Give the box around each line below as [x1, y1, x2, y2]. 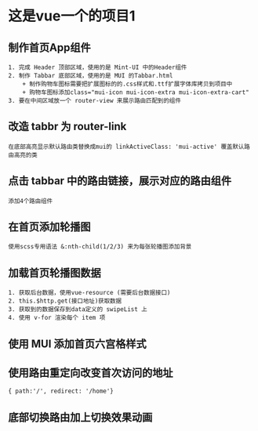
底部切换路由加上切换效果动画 [8, 411, 153, 424]
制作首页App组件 [8, 41, 92, 54]
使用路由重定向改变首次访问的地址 [8, 366, 173, 380]
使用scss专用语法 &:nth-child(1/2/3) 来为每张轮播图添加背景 [8, 243, 192, 251]
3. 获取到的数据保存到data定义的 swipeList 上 [8, 306, 147, 313]
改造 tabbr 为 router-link [8, 120, 127, 133]
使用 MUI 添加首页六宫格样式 [8, 337, 147, 350]
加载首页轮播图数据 [8, 266, 101, 279]
